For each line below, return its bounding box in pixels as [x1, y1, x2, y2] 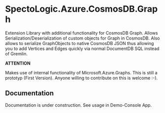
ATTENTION [5, 60, 31, 66]
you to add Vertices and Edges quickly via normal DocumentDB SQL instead [5, 45, 160, 51]
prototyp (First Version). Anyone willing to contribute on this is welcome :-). [5, 75, 158, 81]
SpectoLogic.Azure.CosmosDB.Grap [5, 3, 158, 15]
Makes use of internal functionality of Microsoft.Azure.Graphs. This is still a [5, 69, 158, 75]
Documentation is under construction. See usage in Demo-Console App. [5, 102, 152, 108]
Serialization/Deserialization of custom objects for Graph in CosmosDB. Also [5, 35, 160, 41]
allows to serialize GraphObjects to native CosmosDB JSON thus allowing [5, 40, 154, 46]
